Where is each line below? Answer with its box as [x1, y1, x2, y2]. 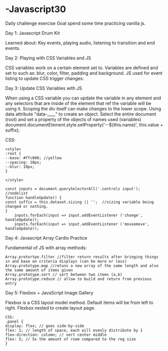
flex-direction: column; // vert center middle [5, 332, 107, 337]
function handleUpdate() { [5, 195, 62, 200]
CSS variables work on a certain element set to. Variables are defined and [5, 65, 158, 71]
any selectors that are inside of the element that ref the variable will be [5, 100, 152, 106]
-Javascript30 [5, 4, 66, 15]
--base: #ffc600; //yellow [5, 155, 62, 160]
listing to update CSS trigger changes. [5, 75, 85, 81]
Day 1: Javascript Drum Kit [5, 30, 60, 36]
